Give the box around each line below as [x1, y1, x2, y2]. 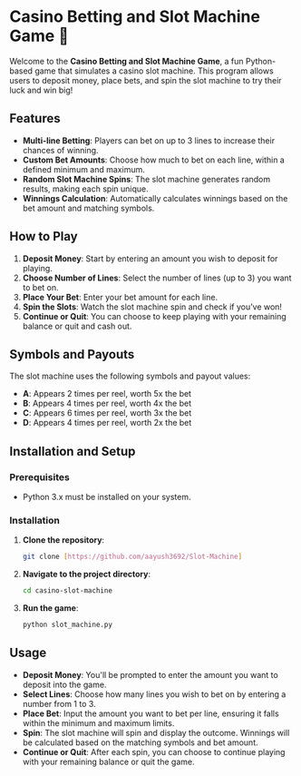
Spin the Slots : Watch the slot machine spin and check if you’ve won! [22, 301, 283, 312]
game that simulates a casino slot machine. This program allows [34, 65, 274, 76]
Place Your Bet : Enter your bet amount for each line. [22, 291, 218, 302]
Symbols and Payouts [9, 347, 135, 362]
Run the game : [22, 603, 79, 614]
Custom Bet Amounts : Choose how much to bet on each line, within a [22, 154, 286, 165]
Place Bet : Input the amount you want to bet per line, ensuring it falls [22, 708, 279, 719]
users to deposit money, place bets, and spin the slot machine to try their [9, 74, 283, 85]
